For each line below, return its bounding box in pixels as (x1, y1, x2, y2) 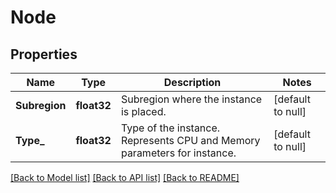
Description (163, 76, 222, 89)
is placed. (120, 105, 167, 118)
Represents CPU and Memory (120, 134, 261, 147)
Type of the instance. (120, 121, 221, 135)
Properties (10, 46, 78, 63)
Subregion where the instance (120, 92, 263, 106)
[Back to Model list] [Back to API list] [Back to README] (10, 172, 240, 183)
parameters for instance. (120, 146, 237, 160)
